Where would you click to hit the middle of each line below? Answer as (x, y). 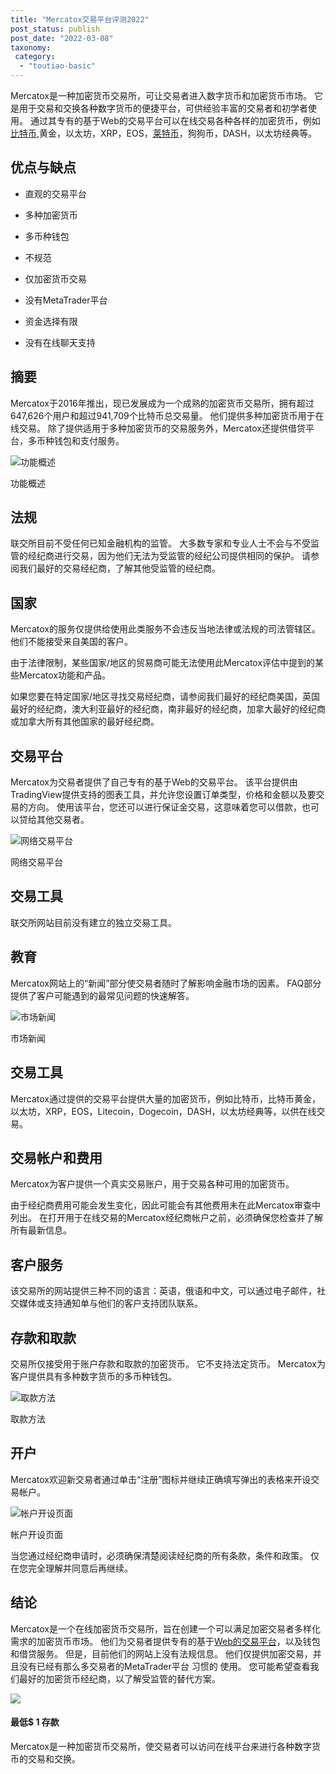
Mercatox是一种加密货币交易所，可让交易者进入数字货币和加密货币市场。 (161, 95)
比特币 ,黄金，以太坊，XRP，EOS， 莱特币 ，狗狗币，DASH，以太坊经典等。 (164, 133)
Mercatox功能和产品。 (65, 675)
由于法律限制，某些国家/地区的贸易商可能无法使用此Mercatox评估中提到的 (163, 663)
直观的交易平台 (55, 193)
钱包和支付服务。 (89, 440)
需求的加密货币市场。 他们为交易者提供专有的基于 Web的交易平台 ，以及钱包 (165, 1641)
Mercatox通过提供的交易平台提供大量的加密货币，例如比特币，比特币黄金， (166, 1098)
